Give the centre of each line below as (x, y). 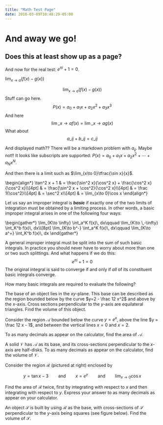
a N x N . (11, 163)
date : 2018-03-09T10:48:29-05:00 (39, 14)
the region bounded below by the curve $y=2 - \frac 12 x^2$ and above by (80, 299)
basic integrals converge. (31, 274)
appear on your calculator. (32, 397)
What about (17, 131)
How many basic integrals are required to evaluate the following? (70, 284)
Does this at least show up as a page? (64, 57)
